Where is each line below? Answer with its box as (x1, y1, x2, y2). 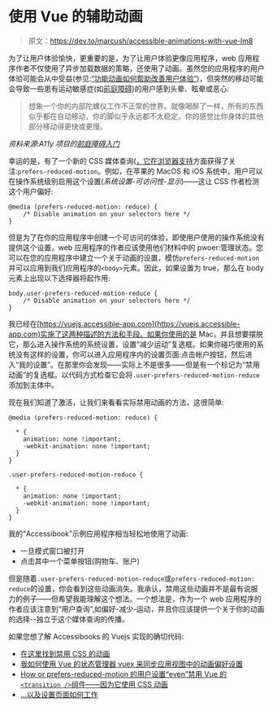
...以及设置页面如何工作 (19, 689, 98, 699)
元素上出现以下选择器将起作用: (8, 273, 111, 283)
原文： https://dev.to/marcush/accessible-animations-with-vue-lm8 (28, 36, 253, 46)
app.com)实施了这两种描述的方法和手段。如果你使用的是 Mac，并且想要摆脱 (8, 329, 264, 339)
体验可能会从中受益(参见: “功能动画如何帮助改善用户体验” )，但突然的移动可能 (8, 73, 264, 83)
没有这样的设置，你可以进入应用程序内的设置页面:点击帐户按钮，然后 (15, 349, 246, 359)
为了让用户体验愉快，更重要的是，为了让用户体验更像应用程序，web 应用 (8, 53, 253, 63)
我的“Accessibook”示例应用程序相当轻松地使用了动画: (8, 529, 188, 538)
